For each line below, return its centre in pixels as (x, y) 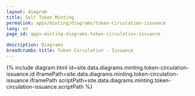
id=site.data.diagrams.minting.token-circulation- (129, 67)
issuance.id (21, 74)
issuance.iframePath (32, 80)
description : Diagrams (35, 45)
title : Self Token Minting (40, 17)
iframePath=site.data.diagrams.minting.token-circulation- (107, 74)
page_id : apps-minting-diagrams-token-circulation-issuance (84, 34)
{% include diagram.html (37, 67)
